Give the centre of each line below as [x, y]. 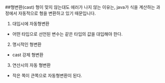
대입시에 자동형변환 [31, 24]
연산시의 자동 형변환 [31, 65]
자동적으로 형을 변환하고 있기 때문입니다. [57, 13]
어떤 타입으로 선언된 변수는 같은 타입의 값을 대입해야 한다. [67, 34]
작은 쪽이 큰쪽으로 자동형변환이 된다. [47, 75]
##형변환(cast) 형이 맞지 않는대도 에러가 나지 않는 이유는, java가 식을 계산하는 [80, 7]
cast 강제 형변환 [28, 55]
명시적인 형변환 [27, 44]
